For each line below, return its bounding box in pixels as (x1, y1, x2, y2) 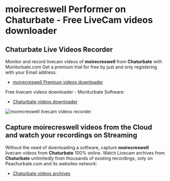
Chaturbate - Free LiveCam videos (5, 14, 153, 26)
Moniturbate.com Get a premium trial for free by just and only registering (5, 64, 157, 70)
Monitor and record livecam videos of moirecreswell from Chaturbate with (5, 59, 162, 64)
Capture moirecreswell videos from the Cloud (5, 123, 152, 132)
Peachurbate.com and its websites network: (5, 160, 97, 166)
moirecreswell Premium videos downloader (12, 79, 103, 85)
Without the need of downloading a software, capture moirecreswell (5, 144, 149, 150)
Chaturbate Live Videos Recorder (5, 45, 113, 54)
